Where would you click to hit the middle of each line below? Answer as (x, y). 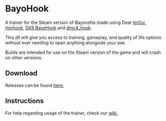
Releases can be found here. (35, 85)
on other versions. (24, 57)
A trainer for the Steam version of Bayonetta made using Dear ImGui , (76, 22)
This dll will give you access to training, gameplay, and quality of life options (83, 37)
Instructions (24, 101)
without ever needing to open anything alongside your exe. (66, 42)
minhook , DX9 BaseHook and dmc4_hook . (49, 27)
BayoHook (27, 9)
